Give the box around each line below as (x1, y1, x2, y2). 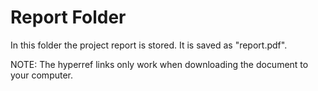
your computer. (10, 69, 74, 81)
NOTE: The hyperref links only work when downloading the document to (10, 58, 309, 70)
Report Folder (10, 6, 127, 29)
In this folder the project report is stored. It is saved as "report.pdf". (10, 39, 288, 51)
